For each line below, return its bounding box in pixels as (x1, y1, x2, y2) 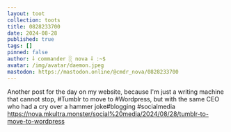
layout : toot (7, 10, 45, 17)
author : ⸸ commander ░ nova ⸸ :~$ (7, 56, 106, 63)
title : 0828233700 (7, 23, 61, 30)
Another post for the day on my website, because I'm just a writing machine (7, 88, 224, 96)
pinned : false (7, 49, 49, 56)
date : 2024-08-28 (7, 29, 58, 37)
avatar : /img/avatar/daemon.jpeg (7, 62, 104, 69)
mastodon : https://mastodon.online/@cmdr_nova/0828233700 (7, 68, 179, 75)
